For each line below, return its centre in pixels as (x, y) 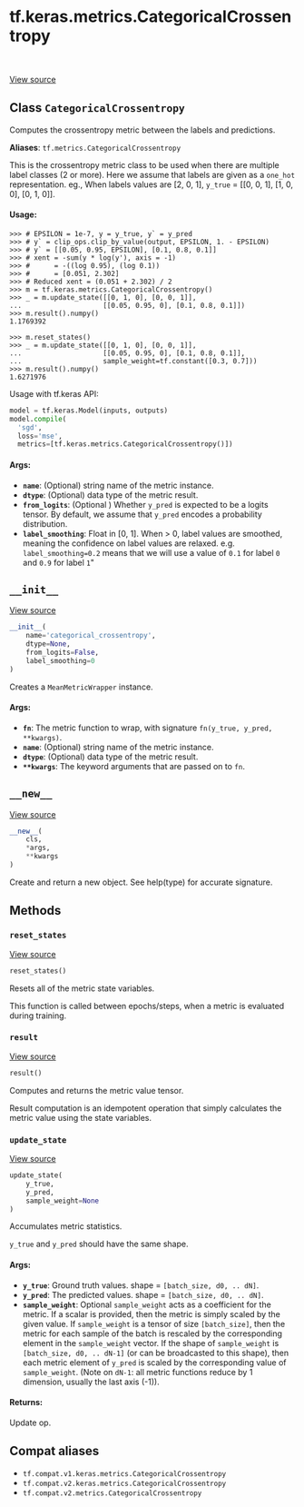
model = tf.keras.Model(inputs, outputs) (89, 411)
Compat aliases (54, 1451)
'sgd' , (30, 427)
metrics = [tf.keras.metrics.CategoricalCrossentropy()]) (125, 444)
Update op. (30, 1423)
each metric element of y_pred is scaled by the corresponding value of (154, 1362)
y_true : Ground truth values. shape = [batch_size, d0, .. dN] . (141, 1285)
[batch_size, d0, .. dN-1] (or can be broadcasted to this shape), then (156, 1353)
